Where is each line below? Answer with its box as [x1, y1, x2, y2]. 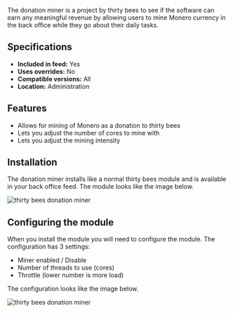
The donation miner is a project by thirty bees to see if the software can [7, 6, 215, 14]
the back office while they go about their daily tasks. [7, 21, 159, 29]
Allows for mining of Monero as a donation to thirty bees [17, 121, 181, 129]
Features [7, 102, 47, 114]
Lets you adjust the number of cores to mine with [17, 128, 160, 137]
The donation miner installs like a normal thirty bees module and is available [7, 175, 227, 183]
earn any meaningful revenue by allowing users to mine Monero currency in [7, 13, 226, 22]
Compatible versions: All [17, 74, 91, 83]
